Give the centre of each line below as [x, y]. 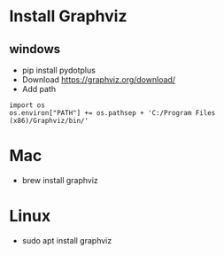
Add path [39, 89]
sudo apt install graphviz [67, 240]
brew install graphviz [60, 180]
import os [27, 105]
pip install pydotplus [58, 70]
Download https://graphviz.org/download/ [98, 80]
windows [35, 49]
